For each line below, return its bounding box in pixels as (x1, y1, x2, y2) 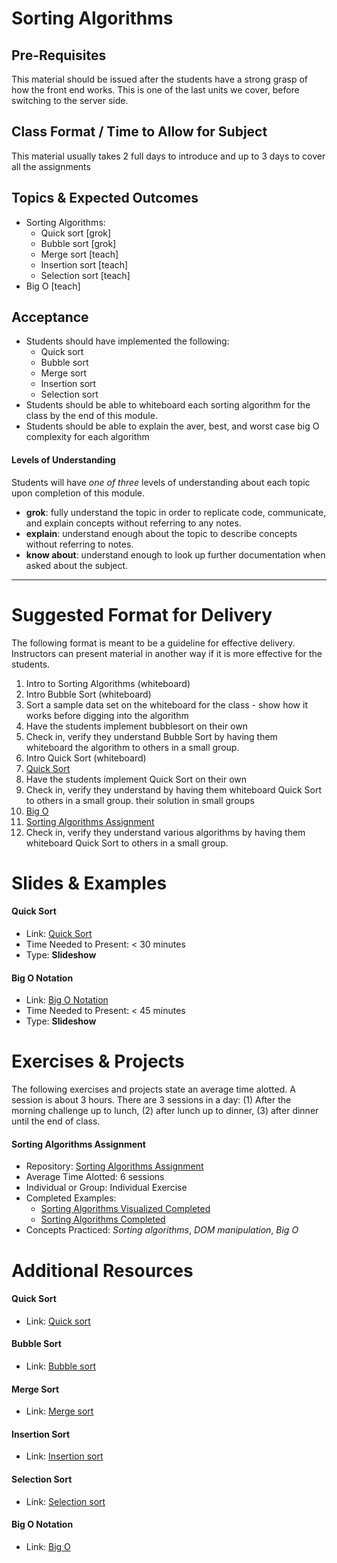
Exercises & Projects (11, 1050, 185, 1073)
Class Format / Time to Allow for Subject (11, 123, 268, 141)
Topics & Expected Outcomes (11, 190, 199, 207)
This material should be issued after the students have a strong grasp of (11, 73, 308, 85)
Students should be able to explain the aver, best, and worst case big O (25, 420, 320, 432)
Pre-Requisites (11, 47, 107, 64)
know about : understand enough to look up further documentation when (25, 548, 326, 561)
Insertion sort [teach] (40, 258, 129, 271)
